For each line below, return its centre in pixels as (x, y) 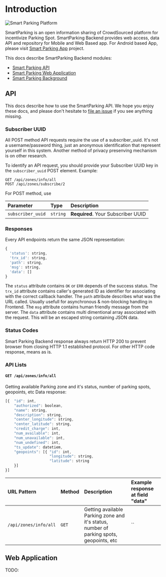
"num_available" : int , (37, 433)
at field (139, 495)
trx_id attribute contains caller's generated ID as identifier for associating (80, 291)
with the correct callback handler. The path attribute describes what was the (83, 296)
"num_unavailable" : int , (40, 438)
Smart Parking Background (40, 78)
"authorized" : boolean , (39, 406)
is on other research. (26, 156)
